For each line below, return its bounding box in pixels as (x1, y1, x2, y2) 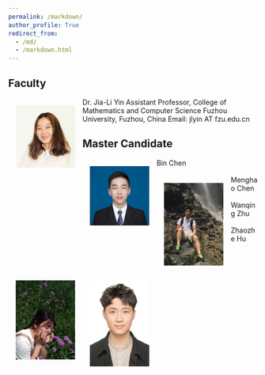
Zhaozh (230, 225, 256, 235)
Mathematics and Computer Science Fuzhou (82, 105, 228, 115)
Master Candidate (82, 137, 173, 150)
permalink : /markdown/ (8, 13, 83, 21)
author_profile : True (8, 21, 80, 29)
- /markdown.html (15, 46, 73, 55)
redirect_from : (8, 29, 59, 37)
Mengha (230, 175, 258, 184)
